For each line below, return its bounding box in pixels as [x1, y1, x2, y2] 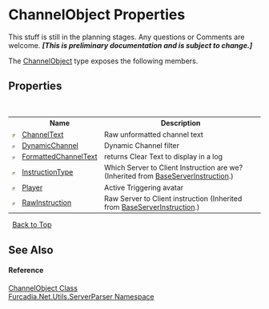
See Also [8, 243, 54, 257]
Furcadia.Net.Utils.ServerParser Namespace [8, 291, 155, 301]
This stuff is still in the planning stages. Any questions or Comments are [8, 32, 245, 42]
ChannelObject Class [8, 283, 78, 293]
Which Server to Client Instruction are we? [103, 163, 243, 173]
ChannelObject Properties [8, 6, 186, 24]
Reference [8, 266, 44, 275]
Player [22, 183, 43, 192]
